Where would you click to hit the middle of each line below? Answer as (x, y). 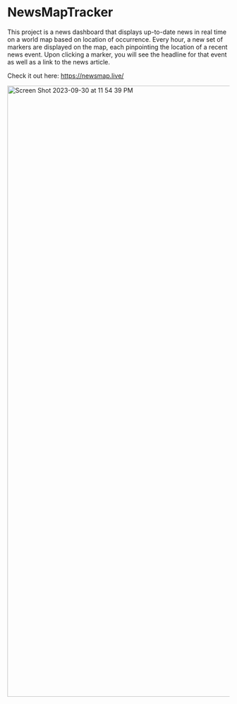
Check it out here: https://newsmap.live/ (66, 76)
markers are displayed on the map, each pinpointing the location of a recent (117, 47)
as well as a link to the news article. (59, 62)
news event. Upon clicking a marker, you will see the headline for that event (117, 54)
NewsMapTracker (60, 12)
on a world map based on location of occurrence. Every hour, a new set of (115, 39)
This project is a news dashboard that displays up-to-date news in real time (117, 32)
